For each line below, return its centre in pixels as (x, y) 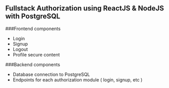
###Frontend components (33, 28)
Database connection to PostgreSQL (51, 74)
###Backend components (33, 64)
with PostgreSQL (33, 17)
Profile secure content (36, 54)
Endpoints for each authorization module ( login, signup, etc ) (78, 80)
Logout (20, 49)
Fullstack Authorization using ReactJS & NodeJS (85, 8)
